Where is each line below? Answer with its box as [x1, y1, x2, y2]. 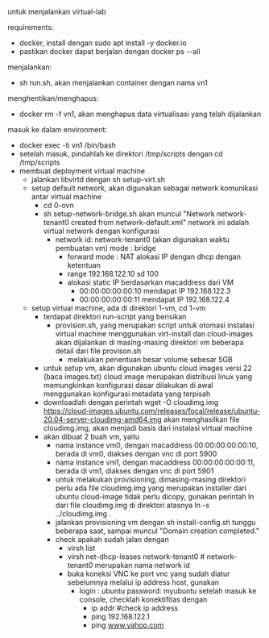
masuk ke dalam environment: [7, 125, 108, 134]
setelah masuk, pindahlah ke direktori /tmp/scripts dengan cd [19, 149, 223, 158]
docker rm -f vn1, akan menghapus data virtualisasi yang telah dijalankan [19, 109, 262, 119]
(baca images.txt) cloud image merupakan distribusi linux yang [43, 372, 253, 382]
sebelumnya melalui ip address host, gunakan [67, 578, 219, 587]
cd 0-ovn [43, 201, 74, 210]
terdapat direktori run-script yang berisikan [43, 312, 187, 321]
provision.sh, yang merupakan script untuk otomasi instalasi [55, 320, 255, 330]
